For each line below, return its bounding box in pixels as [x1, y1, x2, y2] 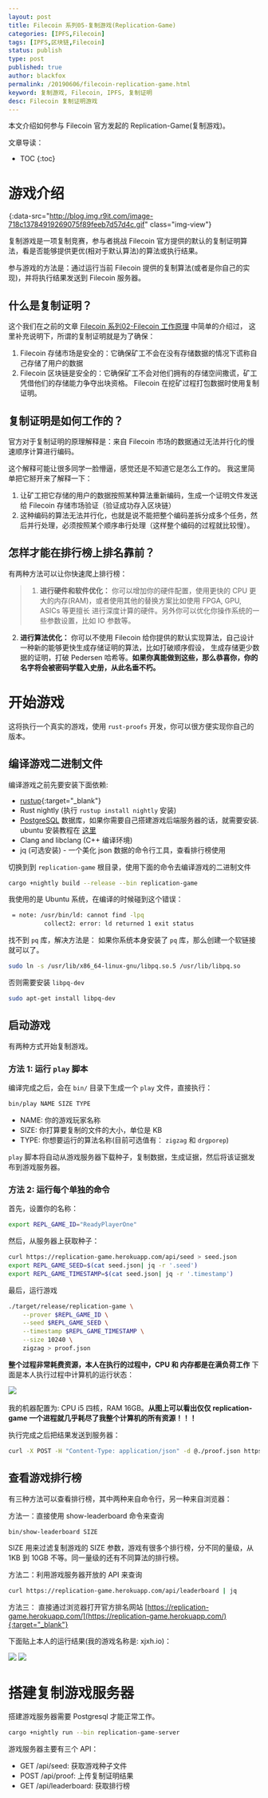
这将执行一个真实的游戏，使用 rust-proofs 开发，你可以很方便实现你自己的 [8, 721, 254, 731]
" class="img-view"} [144, 220, 212, 229]
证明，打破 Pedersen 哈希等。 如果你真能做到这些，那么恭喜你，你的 [33, 652, 258, 662]
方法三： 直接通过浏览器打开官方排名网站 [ [8, 1602, 148, 1612]
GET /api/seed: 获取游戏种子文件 [19, 1761, 128, 1771]
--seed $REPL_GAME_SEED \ [22, 1319, 109, 1327]
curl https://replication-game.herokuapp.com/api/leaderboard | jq [8, 1587, 238, 1595]
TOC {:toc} [19, 154, 56, 164]
